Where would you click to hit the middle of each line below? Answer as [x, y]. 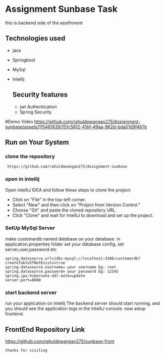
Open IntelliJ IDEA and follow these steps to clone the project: [68, 190]
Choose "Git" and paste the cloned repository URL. [64, 210]
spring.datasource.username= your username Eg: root [61, 267]
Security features [40, 95]
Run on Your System [37, 142]
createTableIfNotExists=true [35, 263]
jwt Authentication [38, 106]
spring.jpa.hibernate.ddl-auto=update [45, 276]
